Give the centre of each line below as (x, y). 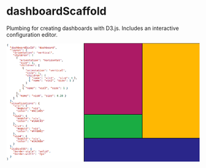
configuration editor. (32, 34)
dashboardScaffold (57, 11)
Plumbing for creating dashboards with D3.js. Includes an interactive (93, 28)
